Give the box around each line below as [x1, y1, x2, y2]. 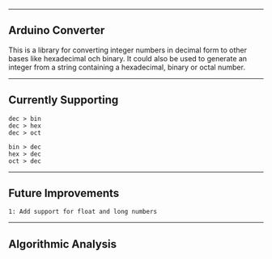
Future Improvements [8, 186, 120, 200]
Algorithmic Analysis [8, 237, 117, 251]
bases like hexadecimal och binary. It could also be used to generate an [8, 53, 248, 63]
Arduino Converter [8, 23, 105, 37]
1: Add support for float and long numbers [8, 207, 158, 216]
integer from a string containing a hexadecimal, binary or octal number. [8, 62, 245, 72]
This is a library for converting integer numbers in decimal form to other [8, 45, 248, 55]
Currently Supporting [8, 94, 119, 107]
